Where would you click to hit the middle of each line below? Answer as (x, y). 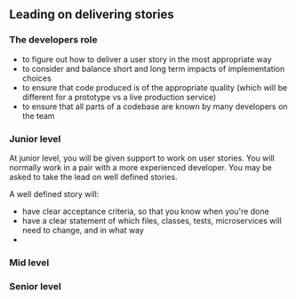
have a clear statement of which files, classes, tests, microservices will (152, 220)
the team (38, 115)
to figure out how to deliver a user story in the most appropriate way (147, 59)
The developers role (53, 40)
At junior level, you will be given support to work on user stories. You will (142, 158)
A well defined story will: (54, 193)
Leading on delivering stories (92, 15)
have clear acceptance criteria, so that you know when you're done (145, 211)
